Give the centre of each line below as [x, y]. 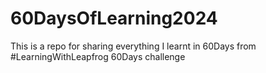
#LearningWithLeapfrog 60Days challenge [98, 56]
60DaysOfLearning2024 [114, 18]
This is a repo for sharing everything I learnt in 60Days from [133, 46]
